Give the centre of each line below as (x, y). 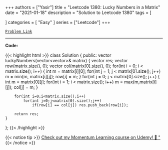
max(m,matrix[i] (140, 82)
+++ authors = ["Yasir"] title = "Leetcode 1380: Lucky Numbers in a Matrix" (83, 7)
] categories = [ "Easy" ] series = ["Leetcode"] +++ (58, 22)
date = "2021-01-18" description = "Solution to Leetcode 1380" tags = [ (78, 13)
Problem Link (19, 32)
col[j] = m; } (26, 87)
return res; (26, 114)
